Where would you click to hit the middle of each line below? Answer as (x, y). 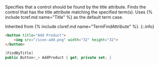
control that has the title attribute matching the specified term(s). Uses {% (79, 12)
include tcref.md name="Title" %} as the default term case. (64, 17)
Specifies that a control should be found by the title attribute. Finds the (76, 7)
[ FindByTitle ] (19, 53)
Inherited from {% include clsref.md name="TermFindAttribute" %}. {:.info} (80, 26)
